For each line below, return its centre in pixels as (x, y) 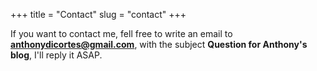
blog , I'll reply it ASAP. (56, 55)
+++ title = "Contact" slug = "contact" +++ (98, 14)
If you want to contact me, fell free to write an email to (121, 33)
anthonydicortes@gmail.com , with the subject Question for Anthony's (159, 44)
